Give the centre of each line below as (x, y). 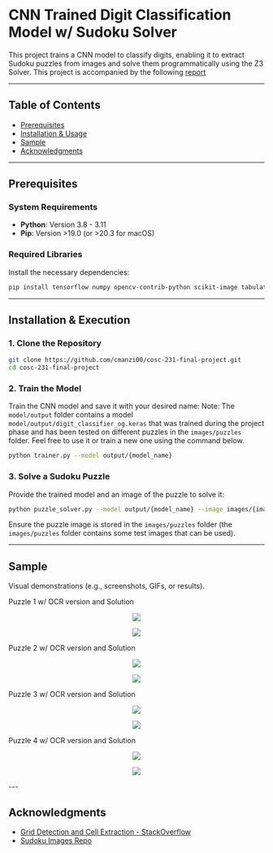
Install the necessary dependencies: (69, 272)
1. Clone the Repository (55, 343)
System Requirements (53, 207)
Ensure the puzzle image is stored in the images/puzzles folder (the (121, 524)
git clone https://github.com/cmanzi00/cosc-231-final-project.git (125, 360)
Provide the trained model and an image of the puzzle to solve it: (117, 494)
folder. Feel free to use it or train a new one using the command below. (127, 441)
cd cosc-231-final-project (54, 368)
